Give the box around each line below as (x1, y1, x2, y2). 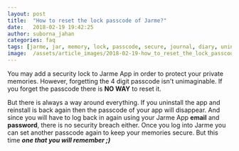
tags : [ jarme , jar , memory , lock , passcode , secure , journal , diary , (7, 43, 218, 50)
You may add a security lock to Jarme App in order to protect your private (7, 69, 224, 78)
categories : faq (7, 37, 55, 44)
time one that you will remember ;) (7, 135, 111, 144)
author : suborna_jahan (7, 30, 75, 38)
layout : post (7, 10, 46, 18)
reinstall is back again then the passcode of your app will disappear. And (7, 106, 221, 114)
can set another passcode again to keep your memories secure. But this (7, 128, 218, 137)
